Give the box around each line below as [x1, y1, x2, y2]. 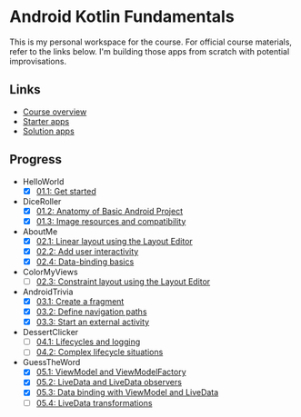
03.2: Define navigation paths [35, 306, 147, 317]
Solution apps [22, 125, 75, 136]
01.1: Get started [35, 185, 97, 196]
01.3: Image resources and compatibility [35, 215, 186, 226]
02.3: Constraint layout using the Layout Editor [35, 275, 211, 287]
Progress [9, 152, 62, 167]
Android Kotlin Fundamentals [9, 6, 235, 27]
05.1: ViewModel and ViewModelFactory [35, 366, 186, 378]
